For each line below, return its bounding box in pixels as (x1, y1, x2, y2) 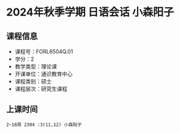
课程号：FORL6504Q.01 (14, 48, 73, 55)
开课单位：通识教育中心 (14, 70, 73, 78)
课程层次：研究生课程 (14, 85, 67, 92)
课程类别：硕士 (14, 78, 52, 85)
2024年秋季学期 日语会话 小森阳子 (6, 5, 174, 19)
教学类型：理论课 (14, 63, 57, 70)
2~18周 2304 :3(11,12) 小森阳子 (6, 122, 82, 128)
